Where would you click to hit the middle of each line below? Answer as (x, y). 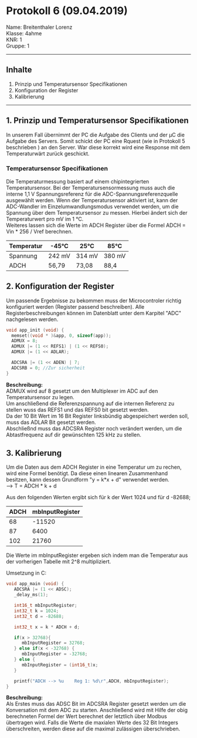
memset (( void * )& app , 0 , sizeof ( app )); (61, 335)
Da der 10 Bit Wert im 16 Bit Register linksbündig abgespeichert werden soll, (98, 416)
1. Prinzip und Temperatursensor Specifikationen (97, 121)
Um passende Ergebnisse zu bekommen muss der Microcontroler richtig (94, 300)
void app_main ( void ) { (35, 584)
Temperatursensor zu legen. (40, 397)
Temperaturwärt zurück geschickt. (48, 153)
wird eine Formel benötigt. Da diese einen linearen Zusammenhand (87, 473)
